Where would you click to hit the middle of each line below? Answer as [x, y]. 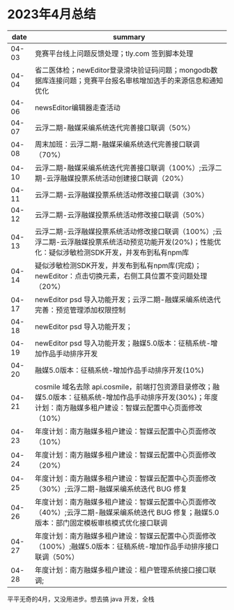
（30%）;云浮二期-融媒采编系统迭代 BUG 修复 [111, 489]
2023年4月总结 [52, 14]
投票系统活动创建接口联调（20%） [131, 178]
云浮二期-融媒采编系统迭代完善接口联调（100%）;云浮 [125, 168]
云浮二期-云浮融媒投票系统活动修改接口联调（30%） [122, 195]
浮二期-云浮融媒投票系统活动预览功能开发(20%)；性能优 [128, 241]
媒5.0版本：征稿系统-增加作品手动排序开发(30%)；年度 [126, 397]
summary [129, 37]
